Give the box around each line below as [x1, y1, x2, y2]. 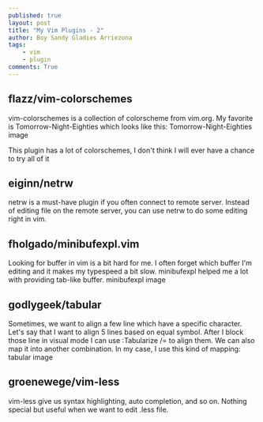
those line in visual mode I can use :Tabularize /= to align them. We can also [8, 336, 255, 345]
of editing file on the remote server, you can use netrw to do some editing [8, 206, 248, 216]
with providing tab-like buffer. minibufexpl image [8, 275, 166, 284]
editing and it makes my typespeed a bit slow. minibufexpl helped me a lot [8, 266, 249, 277]
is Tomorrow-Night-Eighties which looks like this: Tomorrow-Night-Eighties [8, 122, 253, 131]
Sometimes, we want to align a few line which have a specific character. [8, 319, 242, 328]
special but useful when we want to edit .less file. [8, 405, 169, 414]
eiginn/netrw [8, 176, 73, 190]
